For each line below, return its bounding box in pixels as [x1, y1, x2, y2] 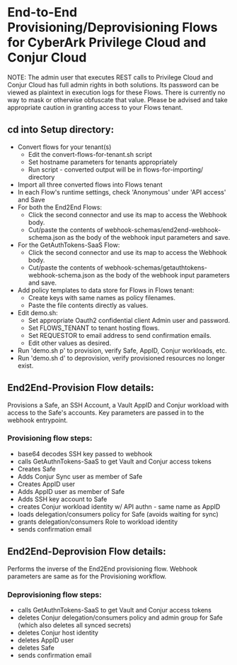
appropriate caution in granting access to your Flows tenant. [7, 103, 183, 111]
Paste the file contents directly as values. [28, 301, 149, 309]
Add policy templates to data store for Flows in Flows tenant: [17, 285, 195, 295]
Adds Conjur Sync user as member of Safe [17, 472, 143, 480]
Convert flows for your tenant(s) [17, 143, 112, 151]
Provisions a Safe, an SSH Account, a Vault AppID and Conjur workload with [7, 400, 229, 409]
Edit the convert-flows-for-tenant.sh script [28, 150, 152, 158]
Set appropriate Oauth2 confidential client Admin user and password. [28, 316, 231, 324]
